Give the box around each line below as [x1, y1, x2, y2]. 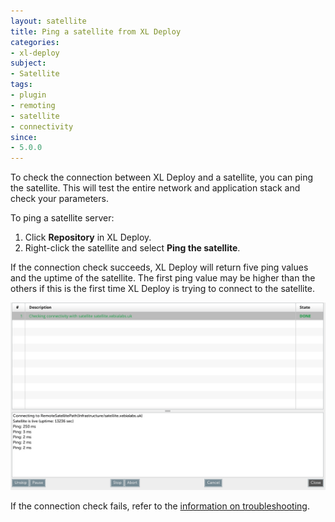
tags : [10, 80, 33, 90]
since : [10, 132, 38, 142]
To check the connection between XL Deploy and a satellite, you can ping [10, 171, 314, 184]
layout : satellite [10, 16, 87, 26]
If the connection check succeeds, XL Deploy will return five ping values [10, 261, 309, 274]
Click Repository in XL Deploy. [24, 231, 152, 244]
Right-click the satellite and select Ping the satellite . [24, 242, 241, 254]
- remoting [10, 100, 56, 110]
